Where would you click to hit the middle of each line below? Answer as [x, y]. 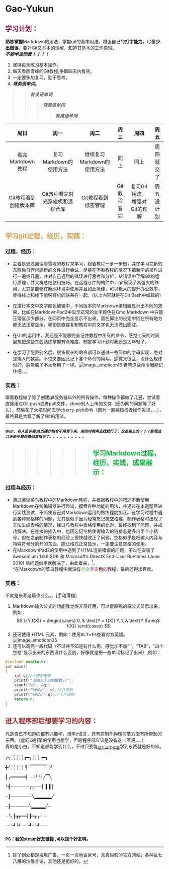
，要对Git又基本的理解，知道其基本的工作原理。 [68, 48]
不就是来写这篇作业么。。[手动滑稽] [41, 595]
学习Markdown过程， [126, 453]
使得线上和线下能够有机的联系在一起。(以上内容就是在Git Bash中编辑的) [87, 295]
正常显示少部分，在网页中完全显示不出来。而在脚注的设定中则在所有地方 [87, 318]
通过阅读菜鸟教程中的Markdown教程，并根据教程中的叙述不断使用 [81, 500]
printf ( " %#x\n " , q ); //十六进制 [44, 694]
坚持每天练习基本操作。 [37, 65]
